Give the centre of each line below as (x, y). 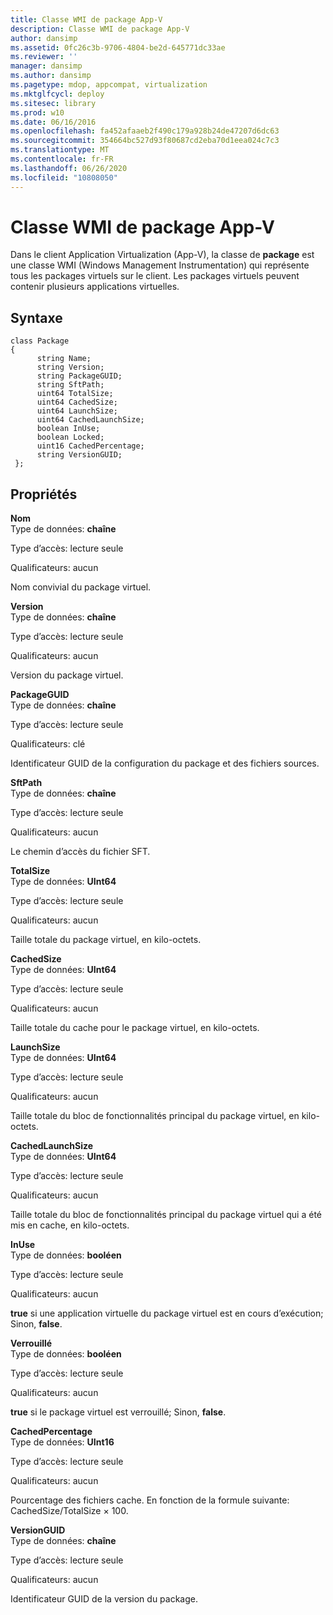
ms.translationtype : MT (60, 150)
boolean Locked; (70, 437)
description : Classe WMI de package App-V (100, 29)
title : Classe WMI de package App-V (86, 19)
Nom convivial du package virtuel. (81, 587)
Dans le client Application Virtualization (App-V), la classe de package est (162, 255)
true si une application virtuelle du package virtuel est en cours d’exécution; (167, 1313)
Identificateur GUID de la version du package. (104, 1599)
